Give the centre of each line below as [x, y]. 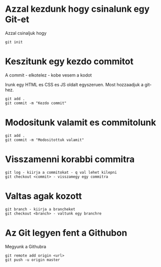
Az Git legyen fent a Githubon [66, 233]
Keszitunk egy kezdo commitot [69, 62]
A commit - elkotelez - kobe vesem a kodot [48, 75]
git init [14, 42]
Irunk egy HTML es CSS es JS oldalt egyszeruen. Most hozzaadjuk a [74, 84]
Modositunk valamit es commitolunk [81, 122]
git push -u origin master [33, 260]
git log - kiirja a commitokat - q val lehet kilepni [61, 172]
